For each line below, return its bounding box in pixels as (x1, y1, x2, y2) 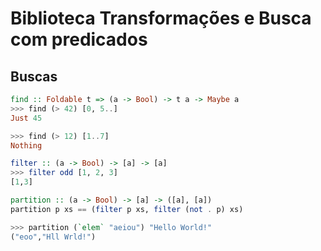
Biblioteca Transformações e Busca (10, 7, 312, 30)
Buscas (10, 68, 58, 85)
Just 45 (10, 113, 43, 123)
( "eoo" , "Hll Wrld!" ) (10, 232, 97, 242)
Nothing (10, 140, 43, 151)
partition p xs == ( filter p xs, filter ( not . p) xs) (10, 204, 244, 214)
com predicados (10, 28, 148, 51)
